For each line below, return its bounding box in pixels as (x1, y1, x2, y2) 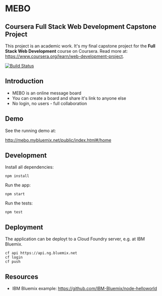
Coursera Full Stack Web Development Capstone (5, 23, 157, 31)
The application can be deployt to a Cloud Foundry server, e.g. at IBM (5, 236, 145, 242)
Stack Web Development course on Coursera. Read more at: (5, 48, 128, 54)
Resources (5, 273, 39, 281)
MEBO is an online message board (12, 90, 81, 96)
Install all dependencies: (5, 164, 54, 170)
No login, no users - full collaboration (12, 100, 87, 106)
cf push (5, 259, 21, 264)
